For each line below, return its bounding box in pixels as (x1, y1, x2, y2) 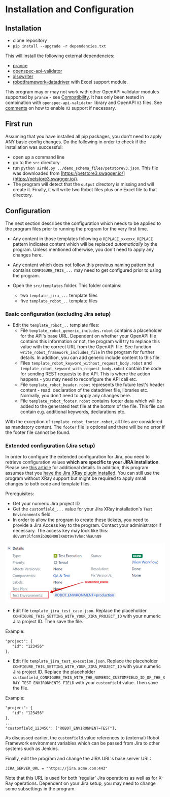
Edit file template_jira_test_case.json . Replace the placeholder (12, 608, 147, 614)
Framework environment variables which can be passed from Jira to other (5, 740, 160, 747)
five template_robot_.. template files (20, 297, 98, 304)
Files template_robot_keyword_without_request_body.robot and (20, 359, 152, 366)
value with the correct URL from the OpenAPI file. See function (20, 343, 151, 350)
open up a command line (12, 154, 65, 160)
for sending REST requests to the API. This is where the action (20, 371, 151, 377)
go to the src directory (12, 159, 60, 165)
